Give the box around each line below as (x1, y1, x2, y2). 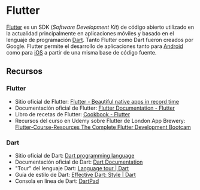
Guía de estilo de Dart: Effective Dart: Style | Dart (14, 171, 136, 178)
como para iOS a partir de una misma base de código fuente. (6, 49, 157, 56)
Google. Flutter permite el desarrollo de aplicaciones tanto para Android (6, 43, 184, 50)
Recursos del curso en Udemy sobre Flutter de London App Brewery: (14, 117, 186, 124)
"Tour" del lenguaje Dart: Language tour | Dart (14, 164, 129, 171)
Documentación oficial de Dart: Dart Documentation (14, 158, 143, 165)
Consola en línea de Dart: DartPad (14, 177, 99, 185)
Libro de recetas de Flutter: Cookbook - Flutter (14, 110, 131, 117)
